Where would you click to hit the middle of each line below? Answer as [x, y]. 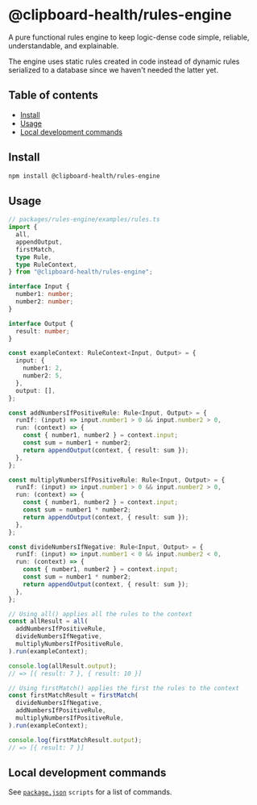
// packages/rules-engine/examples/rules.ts [84, 219]
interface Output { [41, 323]
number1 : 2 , [43, 369]
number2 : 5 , [43, 376]
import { [23, 227]
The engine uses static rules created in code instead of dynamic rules [124, 61]
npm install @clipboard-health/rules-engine [84, 176]
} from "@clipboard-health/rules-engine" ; [81, 272]
